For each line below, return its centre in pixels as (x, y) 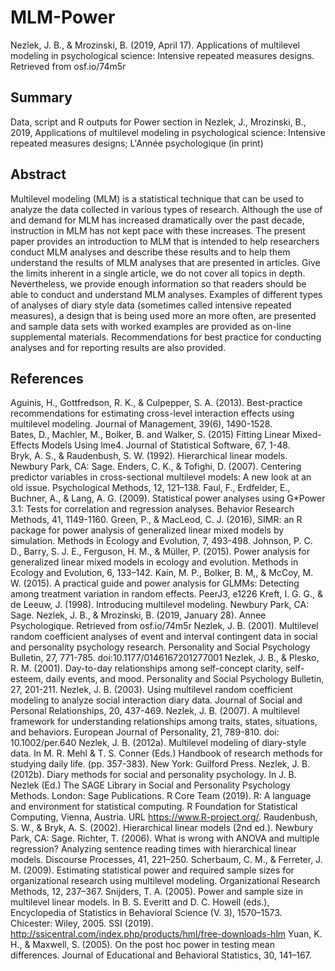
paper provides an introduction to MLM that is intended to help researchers (165, 241)
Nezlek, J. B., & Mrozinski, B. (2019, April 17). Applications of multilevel (155, 45)
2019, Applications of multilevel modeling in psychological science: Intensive (168, 132)
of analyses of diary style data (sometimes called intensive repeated (151, 305)
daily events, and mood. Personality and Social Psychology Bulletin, (185, 679)
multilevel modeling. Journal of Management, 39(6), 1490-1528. (141, 424)
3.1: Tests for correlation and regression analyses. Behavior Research (152, 509)
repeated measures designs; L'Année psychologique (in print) (137, 143)
